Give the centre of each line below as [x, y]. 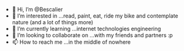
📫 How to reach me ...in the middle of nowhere [71, 42]
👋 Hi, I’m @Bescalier [37, 9]
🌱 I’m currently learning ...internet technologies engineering [87, 29]
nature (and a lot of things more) [53, 22]
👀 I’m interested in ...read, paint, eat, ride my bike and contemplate [95, 16]
